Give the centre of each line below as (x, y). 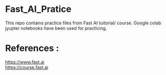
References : (32, 48)
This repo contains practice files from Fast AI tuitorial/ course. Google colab (83, 23)
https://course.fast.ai (27, 67)
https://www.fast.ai (25, 62)
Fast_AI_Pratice (38, 9)
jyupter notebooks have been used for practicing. (56, 28)
